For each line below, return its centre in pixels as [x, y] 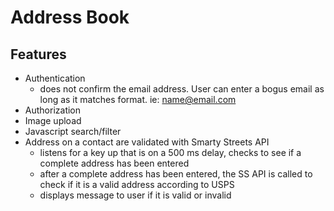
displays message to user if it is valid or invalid [135, 195]
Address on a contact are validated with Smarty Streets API [147, 142]
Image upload [53, 120]
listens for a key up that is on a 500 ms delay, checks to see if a [170, 152]
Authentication [55, 78]
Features [38, 54]
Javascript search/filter [73, 131]
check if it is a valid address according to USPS [137, 184]
